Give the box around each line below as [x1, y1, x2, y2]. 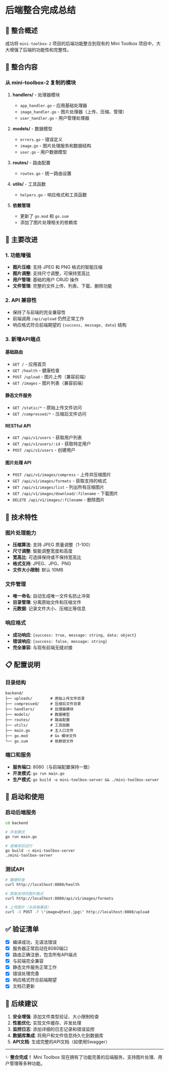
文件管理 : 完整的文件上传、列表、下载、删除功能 [12, 283, 112, 289]
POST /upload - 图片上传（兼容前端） [12, 373, 89, 380]
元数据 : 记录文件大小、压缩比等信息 [12, 606, 86, 612]
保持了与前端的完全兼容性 [12, 309, 66, 315]
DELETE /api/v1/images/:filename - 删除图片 [12, 497, 105, 503]
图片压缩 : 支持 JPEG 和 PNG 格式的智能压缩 [12, 264, 103, 270]
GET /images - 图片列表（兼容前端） [12, 380, 87, 386]
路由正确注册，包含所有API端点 [12, 952, 77, 958]
